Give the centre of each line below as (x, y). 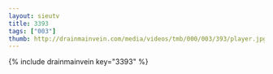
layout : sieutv (34, 16)
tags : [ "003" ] (32, 31)
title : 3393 (28, 24)
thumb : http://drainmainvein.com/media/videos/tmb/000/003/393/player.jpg (138, 39)
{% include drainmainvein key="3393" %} (78, 62)
